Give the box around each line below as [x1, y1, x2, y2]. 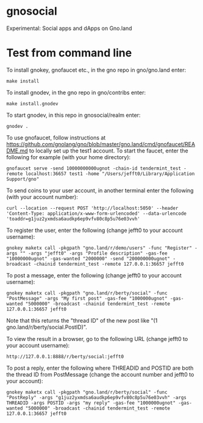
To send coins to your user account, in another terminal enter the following [6, 187, 194, 194]
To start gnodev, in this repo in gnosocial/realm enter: [6, 111, 141, 119]
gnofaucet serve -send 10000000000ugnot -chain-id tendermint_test [6, 165, 182, 171]
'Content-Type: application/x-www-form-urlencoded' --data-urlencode [6, 210, 187, 217]
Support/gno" [6, 176, 40, 182]
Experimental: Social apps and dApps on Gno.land [6, 24, 132, 32]
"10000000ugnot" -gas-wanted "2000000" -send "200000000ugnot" [6, 255, 171, 261]
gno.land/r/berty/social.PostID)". [6, 323, 87, 331]
